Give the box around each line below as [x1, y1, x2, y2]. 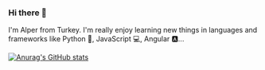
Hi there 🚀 [8, 7, 48, 18]
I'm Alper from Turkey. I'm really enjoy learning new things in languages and [8, 25, 258, 35]
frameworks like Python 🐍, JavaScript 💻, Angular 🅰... [8, 34, 185, 44]
